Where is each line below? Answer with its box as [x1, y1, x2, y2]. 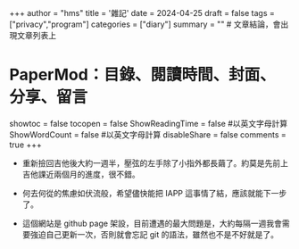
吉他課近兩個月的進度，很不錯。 [21, 169, 140, 179]
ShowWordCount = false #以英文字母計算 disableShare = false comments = [9, 129, 287, 140]
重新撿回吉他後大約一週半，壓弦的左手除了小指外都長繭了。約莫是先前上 [21, 157, 288, 168]
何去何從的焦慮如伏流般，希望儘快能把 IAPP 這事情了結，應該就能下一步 [21, 187, 287, 198]
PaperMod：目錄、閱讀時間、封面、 [9, 65, 277, 85]
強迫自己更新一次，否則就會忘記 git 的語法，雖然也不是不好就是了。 [29, 228, 279, 239]
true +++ [9, 139, 43, 150]
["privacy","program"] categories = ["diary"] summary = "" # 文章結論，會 [9, 19, 281, 29]
